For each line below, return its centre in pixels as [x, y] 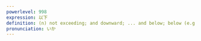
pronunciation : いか [31, 29]
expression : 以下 [27, 17]
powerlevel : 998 [26, 12]
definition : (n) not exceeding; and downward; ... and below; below [94, 23]
